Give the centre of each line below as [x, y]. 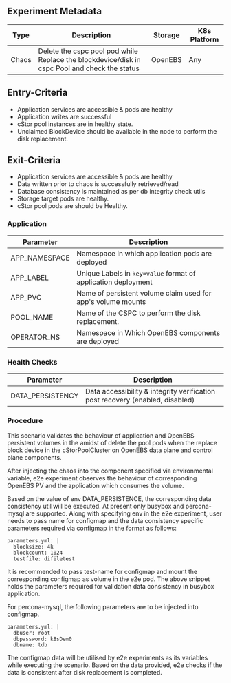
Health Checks [32, 362]
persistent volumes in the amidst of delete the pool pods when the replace [112, 443]
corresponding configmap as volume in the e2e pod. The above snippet [109, 579]
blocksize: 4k [33, 547]
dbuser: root [32, 633]
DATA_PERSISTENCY [45, 396]
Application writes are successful [64, 116]
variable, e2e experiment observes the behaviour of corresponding [102, 478]
